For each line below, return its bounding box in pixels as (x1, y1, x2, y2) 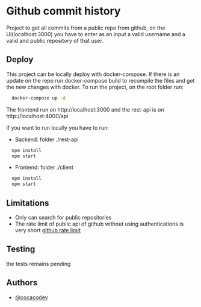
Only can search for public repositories (14, 214, 112, 221)
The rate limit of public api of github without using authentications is (14, 220, 184, 227)
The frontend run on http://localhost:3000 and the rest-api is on (6, 106, 164, 113)
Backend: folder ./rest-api (14, 136, 79, 143)
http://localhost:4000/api (6, 112, 69, 119)
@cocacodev (14, 294, 48, 301)
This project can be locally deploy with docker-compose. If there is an (6, 71, 180, 78)
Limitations (6, 198, 49, 208)
